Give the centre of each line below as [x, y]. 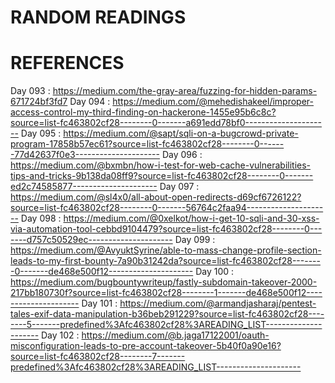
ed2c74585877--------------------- [84, 187]
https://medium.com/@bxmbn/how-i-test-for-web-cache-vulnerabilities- [161, 165]
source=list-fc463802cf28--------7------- [98, 357]
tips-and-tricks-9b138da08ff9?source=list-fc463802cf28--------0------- [162, 176]
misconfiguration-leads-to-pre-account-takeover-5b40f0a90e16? [146, 346]
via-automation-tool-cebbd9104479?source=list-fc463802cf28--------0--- [166, 229]
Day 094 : [90, 102]
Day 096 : [182, 155]
